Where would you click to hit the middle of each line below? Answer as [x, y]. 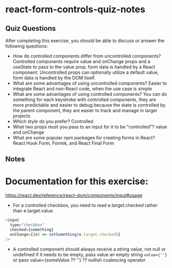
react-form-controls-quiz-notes [75, 9]
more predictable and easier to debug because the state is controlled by [89, 105]
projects [22, 116]
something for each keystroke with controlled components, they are [84, 99]
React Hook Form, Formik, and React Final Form [63, 143]
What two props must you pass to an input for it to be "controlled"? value [90, 127]
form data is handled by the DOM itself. [54, 78]
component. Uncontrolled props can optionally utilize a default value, [86, 72]
